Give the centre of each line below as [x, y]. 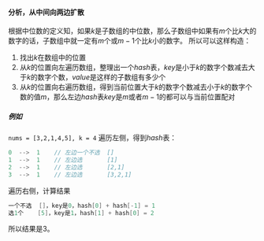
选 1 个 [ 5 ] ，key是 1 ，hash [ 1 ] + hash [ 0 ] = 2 [81, 213]
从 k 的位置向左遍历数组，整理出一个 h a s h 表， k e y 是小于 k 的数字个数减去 [134, 68]
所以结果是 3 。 [31, 229]
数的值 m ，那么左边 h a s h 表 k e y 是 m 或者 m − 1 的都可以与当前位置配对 [127, 97]
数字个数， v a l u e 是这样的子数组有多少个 [102, 77]
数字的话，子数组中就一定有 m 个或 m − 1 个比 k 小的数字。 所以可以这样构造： [130, 41]
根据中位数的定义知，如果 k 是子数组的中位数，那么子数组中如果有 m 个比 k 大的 [132, 31]
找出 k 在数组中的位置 [53, 57]
